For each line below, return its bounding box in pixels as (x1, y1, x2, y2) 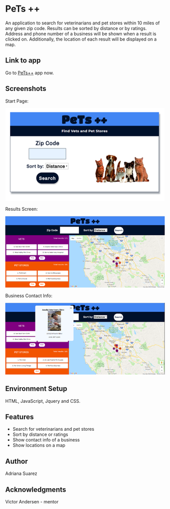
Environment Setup (5, 385, 67, 393)
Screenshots (5, 84, 47, 93)
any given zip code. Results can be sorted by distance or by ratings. (5, 25, 147, 31)
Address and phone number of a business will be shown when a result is (5, 30, 157, 37)
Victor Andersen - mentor (5, 499, 59, 505)
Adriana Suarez (5, 470, 37, 476)
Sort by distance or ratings (12, 431, 68, 437)
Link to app (5, 56, 41, 65)
